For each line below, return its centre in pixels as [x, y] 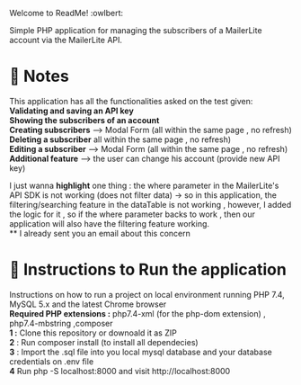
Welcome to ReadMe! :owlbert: [66, 13]
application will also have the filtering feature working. [109, 223]
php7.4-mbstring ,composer [61, 323]
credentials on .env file [52, 361]
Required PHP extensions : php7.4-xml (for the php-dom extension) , [138, 313]
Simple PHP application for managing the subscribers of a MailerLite [136, 30]
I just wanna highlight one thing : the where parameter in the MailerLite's [144, 185]
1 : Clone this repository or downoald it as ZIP [93, 333]
